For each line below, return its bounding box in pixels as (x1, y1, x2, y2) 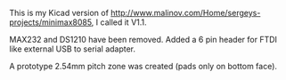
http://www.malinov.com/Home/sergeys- (110, 8, 261, 18)
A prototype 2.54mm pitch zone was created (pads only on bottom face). (9, 61, 278, 71)
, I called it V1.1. (91, 17, 147, 28)
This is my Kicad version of (9, 8, 110, 18)
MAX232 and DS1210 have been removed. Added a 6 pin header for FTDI (9, 35, 278, 44)
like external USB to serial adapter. (9, 44, 136, 54)
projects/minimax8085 (9, 17, 92, 28)
